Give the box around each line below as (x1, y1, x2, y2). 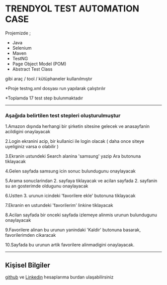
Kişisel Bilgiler (5, 261, 51, 269)
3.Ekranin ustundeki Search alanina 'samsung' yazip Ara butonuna (5, 153, 141, 159)
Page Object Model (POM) (12, 61, 67, 67)
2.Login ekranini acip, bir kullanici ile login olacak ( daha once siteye (5, 138, 145, 144)
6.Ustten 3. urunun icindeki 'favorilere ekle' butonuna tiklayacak (5, 192, 136, 199)
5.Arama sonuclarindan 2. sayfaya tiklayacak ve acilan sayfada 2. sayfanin (5, 178, 158, 184)
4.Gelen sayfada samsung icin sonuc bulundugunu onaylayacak (5, 168, 136, 174)
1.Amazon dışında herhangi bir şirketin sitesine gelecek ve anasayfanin (5, 123, 150, 129)
